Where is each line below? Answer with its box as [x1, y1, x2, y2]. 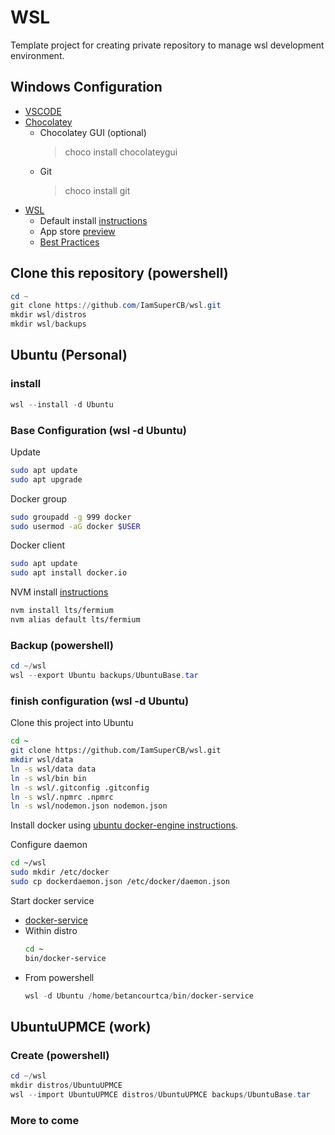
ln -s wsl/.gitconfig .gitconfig [10, 782, 150, 793]
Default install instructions [39, 214, 148, 226]
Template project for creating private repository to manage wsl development [10, 39, 325, 51]
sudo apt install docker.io [10, 568, 128, 578]
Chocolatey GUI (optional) [39, 126, 147, 138]
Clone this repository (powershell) [10, 265, 229, 282]
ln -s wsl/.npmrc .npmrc [10, 792, 114, 802]
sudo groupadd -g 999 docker [10, 512, 132, 522]
